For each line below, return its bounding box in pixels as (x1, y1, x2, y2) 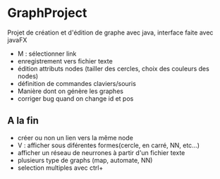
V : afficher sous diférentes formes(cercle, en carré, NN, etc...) (17, 141, 200, 149)
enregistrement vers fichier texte (17, 56, 113, 65)
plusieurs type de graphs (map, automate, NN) (17, 156, 153, 164)
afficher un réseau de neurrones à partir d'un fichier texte (17, 148, 185, 156)
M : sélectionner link (17, 49, 77, 58)
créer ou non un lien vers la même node (17, 133, 134, 142)
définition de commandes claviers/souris (17, 79, 136, 87)
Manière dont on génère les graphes (17, 87, 123, 95)
